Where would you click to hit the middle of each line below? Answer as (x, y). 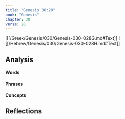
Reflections (24, 111)
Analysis (19, 59)
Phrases (14, 84)
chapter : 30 (18, 19)
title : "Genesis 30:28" (30, 10)
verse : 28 (16, 24)
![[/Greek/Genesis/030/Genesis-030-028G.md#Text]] (61, 38)
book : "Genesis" (22, 15)
